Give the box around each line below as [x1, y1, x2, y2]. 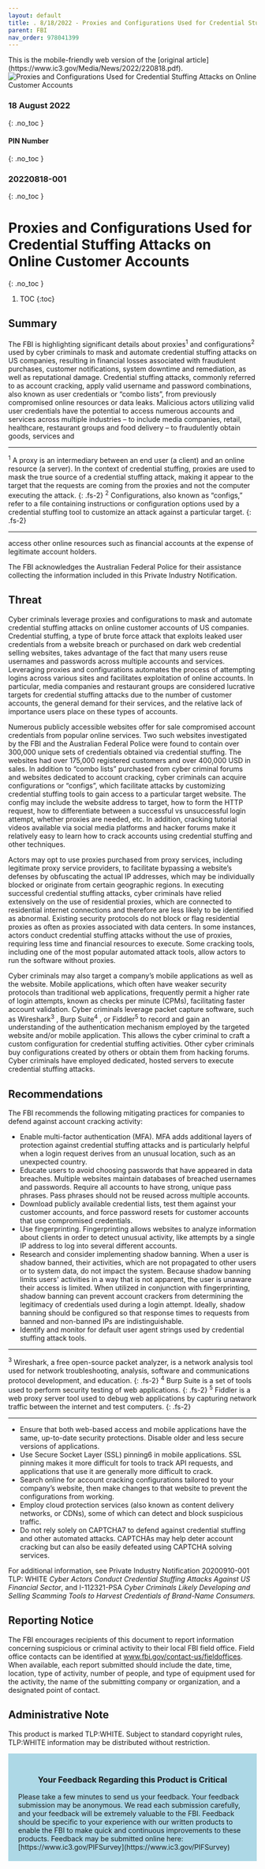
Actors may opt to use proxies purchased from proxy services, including [8, 855, 243, 864]
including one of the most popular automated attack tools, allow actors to [8, 947, 246, 957]
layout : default [8, 11, 62, 20]
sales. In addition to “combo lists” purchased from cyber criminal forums [8, 764, 243, 773]
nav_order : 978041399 [8, 33, 80, 42]
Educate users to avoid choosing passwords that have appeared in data [19, 1166, 253, 1175]
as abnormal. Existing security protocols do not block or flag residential [8, 913, 240, 923]
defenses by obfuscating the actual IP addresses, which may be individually [8, 871, 255, 881]
